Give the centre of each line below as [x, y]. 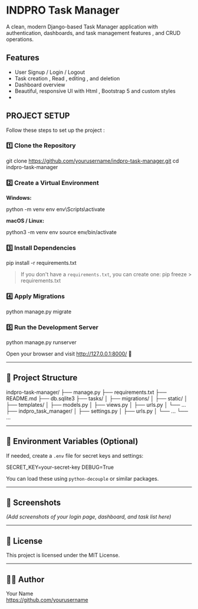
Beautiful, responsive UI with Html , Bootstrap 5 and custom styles [95, 91]
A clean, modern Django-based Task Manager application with [82, 27]
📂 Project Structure [42, 378]
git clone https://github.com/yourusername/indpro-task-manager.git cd [93, 161]
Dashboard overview [40, 85]
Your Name [20, 594]
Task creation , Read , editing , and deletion [67, 78]
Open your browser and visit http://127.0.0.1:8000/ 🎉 [69, 354]
